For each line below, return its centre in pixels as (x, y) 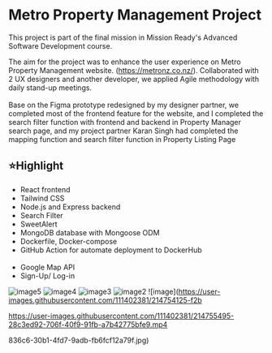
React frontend (45, 189)
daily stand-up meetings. (50, 88)
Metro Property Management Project (135, 15)
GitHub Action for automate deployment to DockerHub (111, 250)
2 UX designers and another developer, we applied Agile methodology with (134, 79)
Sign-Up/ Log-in (47, 276)
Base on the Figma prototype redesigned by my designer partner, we (124, 105)
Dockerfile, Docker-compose (69, 241)
